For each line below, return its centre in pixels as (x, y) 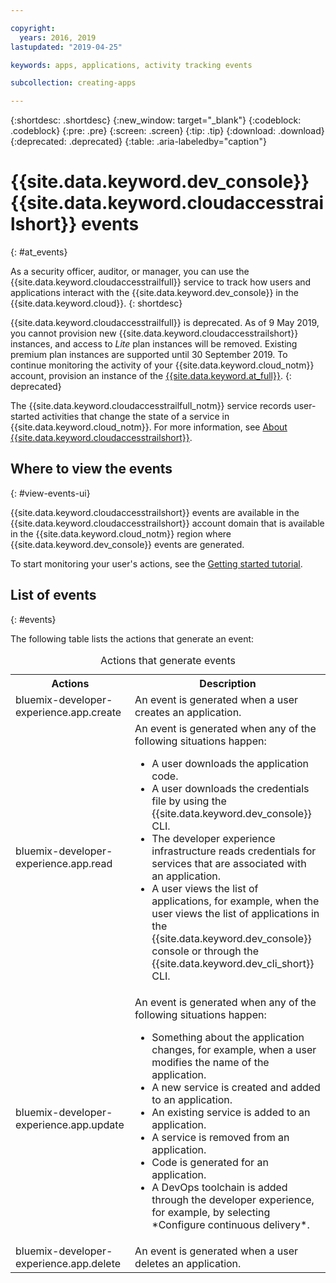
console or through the (205, 951)
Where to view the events (91, 469)
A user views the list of (205, 888)
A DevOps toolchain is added (219, 1187)
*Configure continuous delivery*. (230, 1224)
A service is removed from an (220, 1137)
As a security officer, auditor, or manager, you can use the (130, 272)
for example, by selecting (211, 1212)
